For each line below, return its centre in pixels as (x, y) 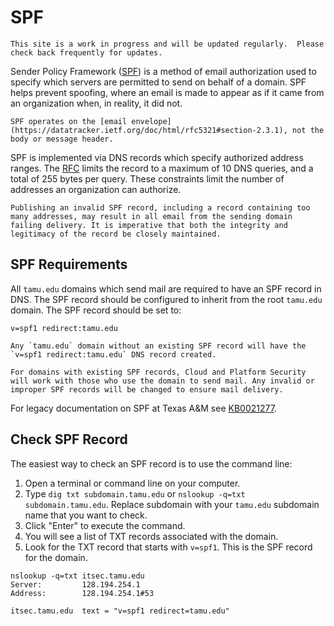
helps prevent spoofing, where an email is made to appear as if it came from (167, 92)
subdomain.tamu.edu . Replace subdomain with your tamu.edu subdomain (172, 504)
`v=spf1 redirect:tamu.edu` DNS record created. (113, 354)
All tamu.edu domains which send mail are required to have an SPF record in (166, 288)
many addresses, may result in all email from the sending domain (151, 216)
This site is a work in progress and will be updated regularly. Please (167, 44)
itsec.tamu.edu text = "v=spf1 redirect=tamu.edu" (120, 611)
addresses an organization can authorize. (96, 189)
